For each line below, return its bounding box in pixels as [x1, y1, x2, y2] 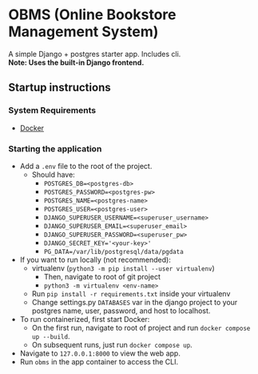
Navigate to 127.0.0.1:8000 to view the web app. [19, 348, 181, 358]
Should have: [31, 170, 76, 179]
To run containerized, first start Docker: [19, 314, 150, 324]
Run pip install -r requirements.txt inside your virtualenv [31, 288, 231, 298]
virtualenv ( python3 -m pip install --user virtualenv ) [31, 263, 216, 273]
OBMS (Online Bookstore [8, 6, 177, 24]
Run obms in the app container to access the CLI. [19, 356, 178, 366]
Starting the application [8, 143, 102, 154]
